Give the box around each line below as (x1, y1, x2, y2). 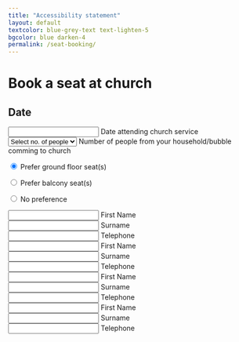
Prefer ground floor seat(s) (20, 162, 107, 172)
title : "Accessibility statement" (8, 11, 121, 20)
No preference (20, 195, 68, 204)
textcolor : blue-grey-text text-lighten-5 (8, 26, 149, 34)
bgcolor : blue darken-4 (8, 33, 86, 42)
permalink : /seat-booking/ (8, 41, 96, 49)
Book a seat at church (8, 75, 153, 93)
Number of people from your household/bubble (78, 136, 232, 146)
